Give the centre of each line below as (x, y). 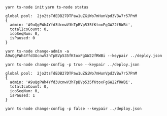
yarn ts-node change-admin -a (37, 51)
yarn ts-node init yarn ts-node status (47, 7)
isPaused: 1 (23, 95)
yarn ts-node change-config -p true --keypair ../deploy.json (72, 65)
